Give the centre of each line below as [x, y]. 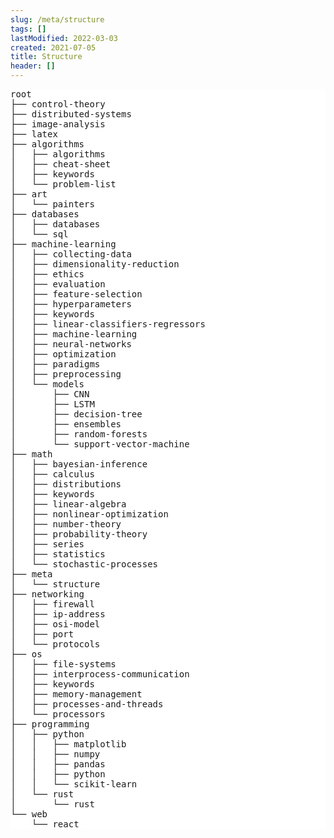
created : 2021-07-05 [53, 47]
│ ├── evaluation [58, 284]
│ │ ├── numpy [55, 754]
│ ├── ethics [47, 274]
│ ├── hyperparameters [71, 304]
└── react [55, 824]
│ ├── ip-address [58, 614]
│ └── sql [39, 234]
